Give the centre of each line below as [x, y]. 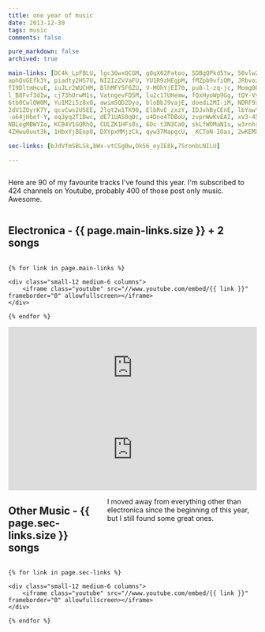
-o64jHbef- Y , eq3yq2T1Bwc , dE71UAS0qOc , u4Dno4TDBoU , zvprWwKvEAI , [121, 117]
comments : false [35, 37]
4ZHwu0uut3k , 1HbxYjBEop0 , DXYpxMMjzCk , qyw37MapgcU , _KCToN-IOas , [121, 132]
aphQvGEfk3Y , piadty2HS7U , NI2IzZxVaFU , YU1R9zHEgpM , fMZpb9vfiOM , [121, 80]
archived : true [33, 59]
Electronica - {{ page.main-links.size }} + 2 [116, 230]
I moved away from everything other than [174, 501]
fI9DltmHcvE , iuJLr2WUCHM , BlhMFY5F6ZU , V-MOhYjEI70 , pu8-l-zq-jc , [121, 87]
